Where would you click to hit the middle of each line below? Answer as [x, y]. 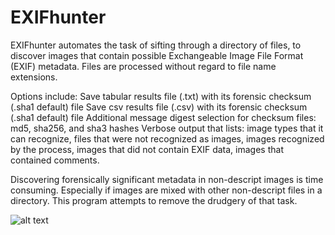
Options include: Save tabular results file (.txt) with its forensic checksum [161, 96]
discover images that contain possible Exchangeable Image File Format [157, 55]
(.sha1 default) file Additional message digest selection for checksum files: [163, 117]
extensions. [34, 77]
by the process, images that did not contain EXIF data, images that [147, 149]
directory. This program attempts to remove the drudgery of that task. [154, 200]
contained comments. [55, 160]
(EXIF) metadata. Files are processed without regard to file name [143, 66]
